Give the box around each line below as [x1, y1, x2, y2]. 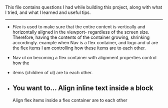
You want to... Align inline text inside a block [12, 84, 153, 93]
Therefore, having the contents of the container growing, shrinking [12, 34, 150, 40]
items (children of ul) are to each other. [12, 70, 93, 75]
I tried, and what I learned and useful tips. [5, 9, 91, 15]
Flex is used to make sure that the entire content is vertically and [12, 24, 146, 29]
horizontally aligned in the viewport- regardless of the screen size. [12, 29, 149, 35]
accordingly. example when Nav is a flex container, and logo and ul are [12, 40, 158, 45]
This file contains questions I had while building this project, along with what [5, 4, 162, 10]
